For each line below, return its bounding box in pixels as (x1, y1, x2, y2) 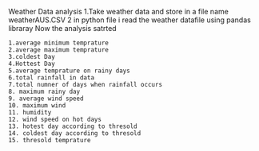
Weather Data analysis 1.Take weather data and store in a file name (8, 7, 229, 16)
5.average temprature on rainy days (8, 67, 130, 75)
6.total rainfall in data (8, 74, 94, 82)
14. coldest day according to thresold (8, 130, 141, 137)
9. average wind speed (8, 95, 84, 103)
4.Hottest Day (8, 60, 56, 68)
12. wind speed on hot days (8, 115, 102, 123)
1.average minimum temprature (8, 39, 110, 47)
